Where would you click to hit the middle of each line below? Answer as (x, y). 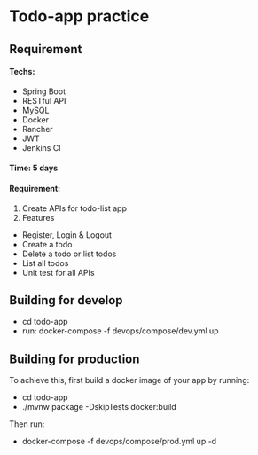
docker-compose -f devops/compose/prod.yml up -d (119, 442)
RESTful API (44, 100)
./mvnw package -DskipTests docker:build (99, 407)
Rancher (37, 129)
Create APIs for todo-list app (74, 208)
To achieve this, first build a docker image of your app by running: (129, 380)
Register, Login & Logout (67, 235)
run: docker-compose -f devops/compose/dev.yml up (120, 331)
